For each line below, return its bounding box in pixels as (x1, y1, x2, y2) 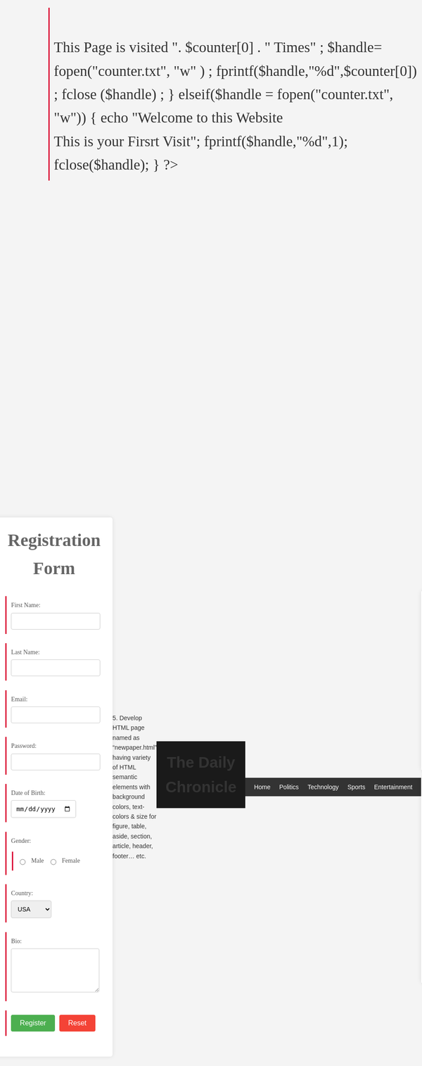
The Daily (166, 754, 236, 771)
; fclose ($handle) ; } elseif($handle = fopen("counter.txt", (53, 85, 394, 103)
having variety (113, 754, 151, 761)
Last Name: (11, 648, 40, 656)
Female (61, 857, 80, 865)
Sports (347, 782, 366, 791)
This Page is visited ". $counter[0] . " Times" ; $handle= (53, 39, 383, 56)
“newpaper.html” (113, 744, 158, 751)
